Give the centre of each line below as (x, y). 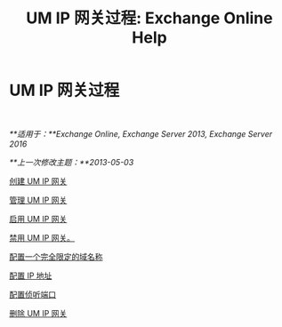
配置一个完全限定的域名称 (56, 256)
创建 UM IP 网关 (38, 181)
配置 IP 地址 (31, 275)
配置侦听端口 (32, 294)
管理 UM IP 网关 (38, 200)
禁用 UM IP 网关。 (42, 237)
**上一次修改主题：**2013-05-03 (72, 162)
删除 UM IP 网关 (38, 313)
